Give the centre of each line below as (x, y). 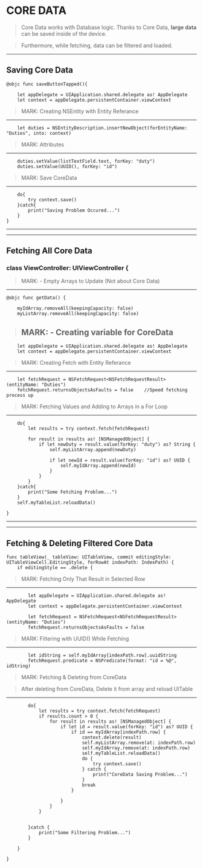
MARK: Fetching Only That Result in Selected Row (83, 579)
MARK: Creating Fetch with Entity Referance (76, 363)
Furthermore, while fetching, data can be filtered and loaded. (97, 45)
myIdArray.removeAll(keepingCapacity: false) (76, 308)
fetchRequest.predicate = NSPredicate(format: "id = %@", (102, 661)
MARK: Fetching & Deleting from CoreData (74, 677)
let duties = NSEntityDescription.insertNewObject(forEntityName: (102, 128)
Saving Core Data (40, 70)
